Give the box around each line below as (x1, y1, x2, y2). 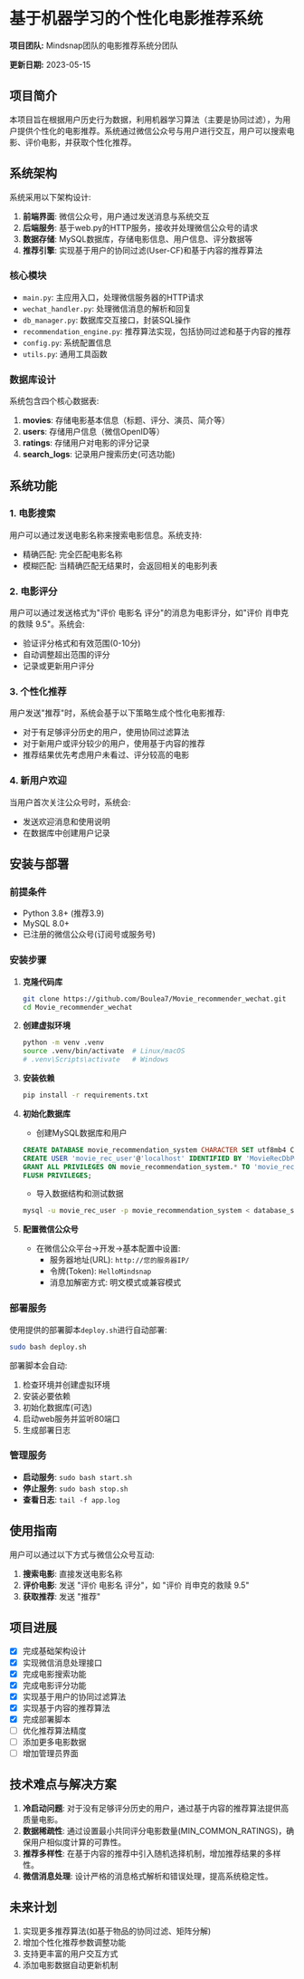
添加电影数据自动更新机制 (22, 1959, 119, 1970)
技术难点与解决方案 (9, 1777, 117, 1792)
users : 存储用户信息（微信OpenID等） (22, 427, 165, 437)
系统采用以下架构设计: (9, 191, 92, 202)
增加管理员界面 (22, 1748, 79, 1758)
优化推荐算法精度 (22, 1724, 87, 1735)
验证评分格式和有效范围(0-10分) (22, 638, 141, 648)
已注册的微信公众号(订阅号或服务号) (22, 929, 157, 940)
